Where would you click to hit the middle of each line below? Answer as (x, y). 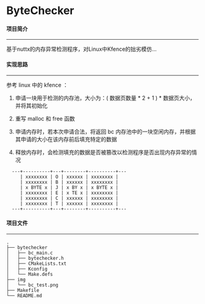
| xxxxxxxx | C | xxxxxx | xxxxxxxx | (69, 198)
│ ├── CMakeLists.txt (37, 264)
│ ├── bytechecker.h (35, 258)
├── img (16, 280)
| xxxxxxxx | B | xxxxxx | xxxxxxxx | (69, 182)
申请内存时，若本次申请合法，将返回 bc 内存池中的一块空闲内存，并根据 (106, 132)
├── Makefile (23, 290)
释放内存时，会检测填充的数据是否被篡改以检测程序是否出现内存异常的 (103, 152)
